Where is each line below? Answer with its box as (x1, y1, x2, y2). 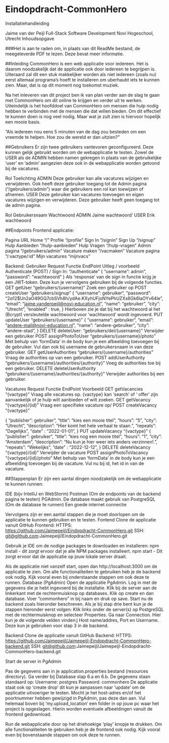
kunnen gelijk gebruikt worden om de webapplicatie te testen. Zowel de (5, 149, 154, 155)
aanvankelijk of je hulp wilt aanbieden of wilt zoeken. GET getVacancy (5, 396, 151, 402)
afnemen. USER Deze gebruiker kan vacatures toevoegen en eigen (5, 191, 144, 197)
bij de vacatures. (5, 165, 40, 171)
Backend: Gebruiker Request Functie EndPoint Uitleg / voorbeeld (5, 263, 140, 269)
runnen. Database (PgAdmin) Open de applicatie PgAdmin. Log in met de (5, 579, 157, 585)
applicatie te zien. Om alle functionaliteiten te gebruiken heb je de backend (5, 569, 160, 575)
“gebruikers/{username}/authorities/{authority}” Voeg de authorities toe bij (5, 360, 161, 366)
